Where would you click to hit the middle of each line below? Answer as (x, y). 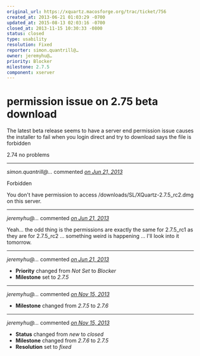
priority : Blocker (29, 61)
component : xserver (31, 72)
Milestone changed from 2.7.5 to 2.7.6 (62, 306)
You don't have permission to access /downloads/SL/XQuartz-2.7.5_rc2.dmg (100, 195)
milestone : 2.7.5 (28, 67)
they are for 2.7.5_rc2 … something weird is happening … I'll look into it (93, 236)
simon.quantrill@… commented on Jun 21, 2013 (65, 172)
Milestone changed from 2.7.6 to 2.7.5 (62, 341)
